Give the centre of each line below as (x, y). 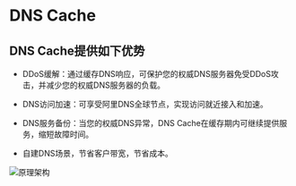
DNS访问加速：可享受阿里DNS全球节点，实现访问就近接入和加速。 (145, 104)
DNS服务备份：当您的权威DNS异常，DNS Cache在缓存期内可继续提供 (151, 123)
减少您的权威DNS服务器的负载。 (106, 85)
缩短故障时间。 (66, 134)
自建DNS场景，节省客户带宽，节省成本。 (97, 153)
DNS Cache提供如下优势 (77, 51)
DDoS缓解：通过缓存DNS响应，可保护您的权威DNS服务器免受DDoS (147, 74)
